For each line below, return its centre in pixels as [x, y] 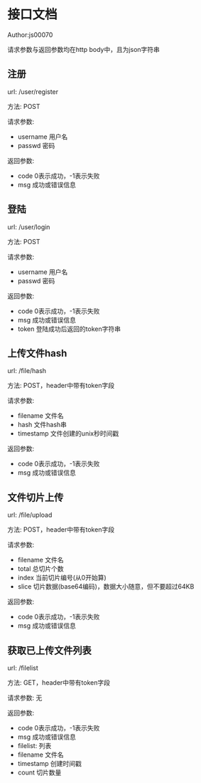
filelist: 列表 [34, 746]
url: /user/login [29, 227]
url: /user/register [33, 91]
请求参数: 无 [25, 698]
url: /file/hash [27, 371]
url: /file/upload [30, 515]
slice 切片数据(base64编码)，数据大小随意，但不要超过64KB [106, 587]
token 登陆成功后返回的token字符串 [69, 329]
